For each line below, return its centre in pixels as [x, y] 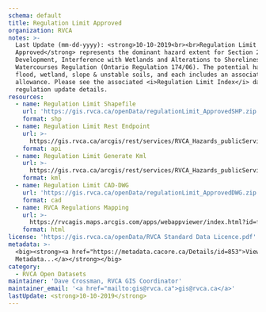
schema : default [35, 15]
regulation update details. [62, 89]
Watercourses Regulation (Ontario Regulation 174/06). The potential [132, 67]
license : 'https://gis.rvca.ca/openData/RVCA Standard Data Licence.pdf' [133, 237]
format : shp [42, 119]
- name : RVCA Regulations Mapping [72, 207]
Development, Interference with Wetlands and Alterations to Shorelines [138, 60]
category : [25, 267]
